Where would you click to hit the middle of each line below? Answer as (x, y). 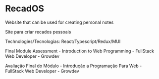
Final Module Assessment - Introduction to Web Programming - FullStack (80, 51)
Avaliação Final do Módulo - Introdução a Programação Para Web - (74, 66)
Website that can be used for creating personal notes (59, 22)
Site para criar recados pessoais (38, 32)
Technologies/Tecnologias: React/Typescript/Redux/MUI (63, 41)
